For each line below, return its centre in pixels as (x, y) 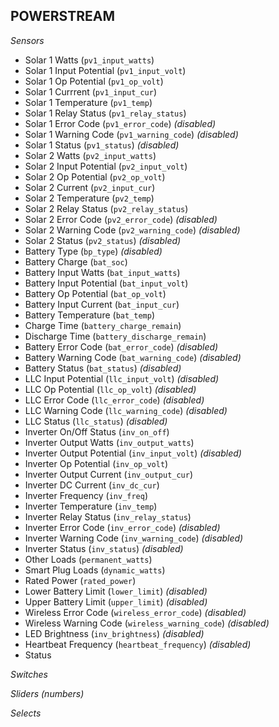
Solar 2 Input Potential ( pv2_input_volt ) (106, 166)
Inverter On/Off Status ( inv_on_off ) (97, 431)
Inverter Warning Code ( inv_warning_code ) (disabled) (134, 538)
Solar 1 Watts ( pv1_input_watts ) (89, 60)
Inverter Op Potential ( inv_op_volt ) (96, 463)
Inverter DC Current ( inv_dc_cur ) (92, 485)
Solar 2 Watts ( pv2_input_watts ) (90, 155)
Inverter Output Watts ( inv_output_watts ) (109, 442)
